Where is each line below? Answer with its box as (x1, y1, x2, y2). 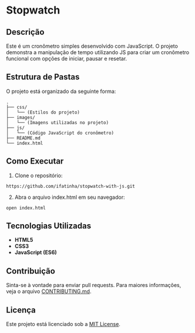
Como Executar (6, 156, 64, 166)
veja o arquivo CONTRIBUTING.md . (6, 288, 92, 295)
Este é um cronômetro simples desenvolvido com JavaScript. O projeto (6, 42, 178, 49)
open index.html (6, 205, 46, 211)
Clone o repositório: (14, 172, 63, 179)
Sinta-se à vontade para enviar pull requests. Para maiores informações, (6, 282, 181, 289)
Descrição (6, 27, 45, 37)
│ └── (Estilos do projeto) (6, 109, 80, 115)
